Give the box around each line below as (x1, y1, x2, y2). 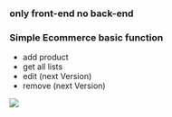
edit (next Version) (22, 71, 92, 82)
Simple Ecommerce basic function (9, 31, 164, 43)
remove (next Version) (22, 80, 106, 92)
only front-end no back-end (9, 7, 134, 20)
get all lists (22, 61, 63, 72)
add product (22, 52, 70, 63)
